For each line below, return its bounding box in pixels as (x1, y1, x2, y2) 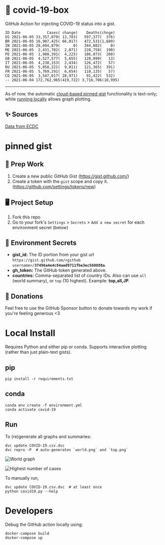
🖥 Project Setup (5, 199, 54, 207)
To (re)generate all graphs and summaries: (5, 433, 91, 439)
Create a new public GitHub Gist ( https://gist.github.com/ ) (12, 173, 129, 179)
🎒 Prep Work (5, 160, 44, 169)
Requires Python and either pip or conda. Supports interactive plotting (5, 344, 147, 350)
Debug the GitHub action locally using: (5, 521, 83, 527)
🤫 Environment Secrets (5, 239, 77, 247)
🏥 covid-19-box (5, 4, 69, 16)
